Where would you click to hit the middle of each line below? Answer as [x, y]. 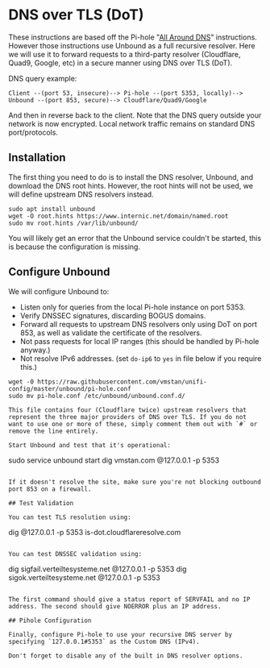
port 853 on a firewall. [50, 489]
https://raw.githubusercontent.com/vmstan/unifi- [122, 382]
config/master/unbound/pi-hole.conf [70, 388]
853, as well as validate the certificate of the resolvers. [111, 333]
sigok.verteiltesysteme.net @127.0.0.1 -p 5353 [85, 577]
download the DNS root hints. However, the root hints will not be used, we [131, 185]
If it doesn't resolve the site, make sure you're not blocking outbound [135, 482]
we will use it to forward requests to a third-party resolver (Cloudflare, [125, 54]
